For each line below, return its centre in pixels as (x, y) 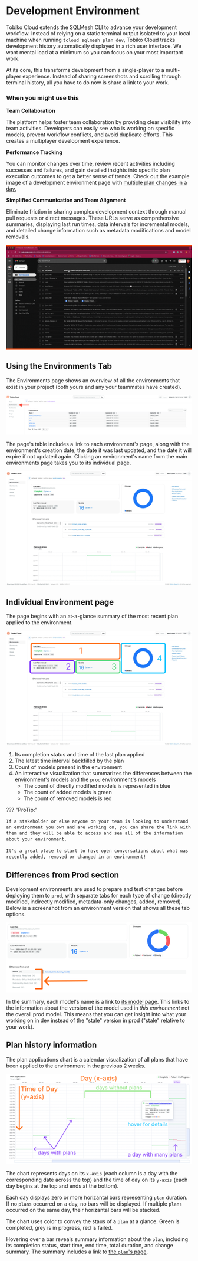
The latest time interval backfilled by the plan (69, 761)
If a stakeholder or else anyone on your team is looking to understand (97, 821)
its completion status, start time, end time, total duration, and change (90, 1245)
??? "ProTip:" (22, 810)
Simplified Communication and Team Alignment (66, 200)
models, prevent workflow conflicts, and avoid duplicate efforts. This (89, 135)
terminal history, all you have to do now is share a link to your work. (88, 82)
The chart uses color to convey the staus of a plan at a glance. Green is (93, 1221)
